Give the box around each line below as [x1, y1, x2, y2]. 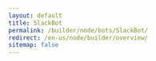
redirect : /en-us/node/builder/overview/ [8, 33, 149, 42]
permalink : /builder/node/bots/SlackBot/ [8, 26, 149, 34]
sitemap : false [8, 41, 59, 49]
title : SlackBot [8, 19, 62, 27]
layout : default [8, 11, 62, 20]
